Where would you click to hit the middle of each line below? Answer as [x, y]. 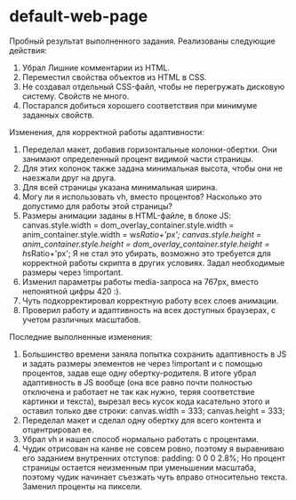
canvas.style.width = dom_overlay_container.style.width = [128, 225]
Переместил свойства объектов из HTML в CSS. [114, 77]
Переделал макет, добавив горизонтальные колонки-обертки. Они [149, 149]
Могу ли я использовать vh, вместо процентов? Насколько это [142, 197]
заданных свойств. [58, 115]
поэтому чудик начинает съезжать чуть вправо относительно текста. [155, 477]
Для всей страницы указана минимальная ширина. [120, 187]
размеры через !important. [72, 272]
